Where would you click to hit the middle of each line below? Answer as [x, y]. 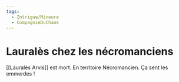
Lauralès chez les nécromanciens [90, 51]
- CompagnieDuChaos [35, 22]
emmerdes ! [21, 74]
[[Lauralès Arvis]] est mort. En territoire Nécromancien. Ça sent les [87, 67]
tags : [13, 11]
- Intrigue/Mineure [35, 17]
